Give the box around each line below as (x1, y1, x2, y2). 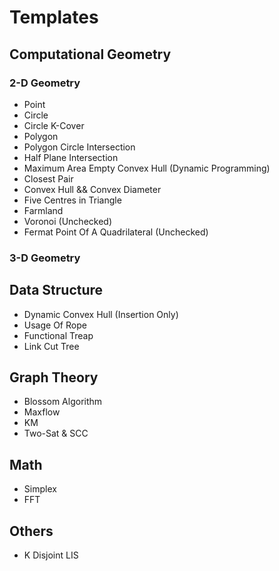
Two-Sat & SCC (23, 427, 89, 440)
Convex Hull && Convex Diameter (23, 183, 162, 195)
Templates (9, 6, 99, 29)
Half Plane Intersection (23, 151, 119, 163)
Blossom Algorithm (23, 396, 103, 408)
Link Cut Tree (23, 340, 80, 352)
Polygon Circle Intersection (23, 141, 136, 153)
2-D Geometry (9, 76, 81, 90)
